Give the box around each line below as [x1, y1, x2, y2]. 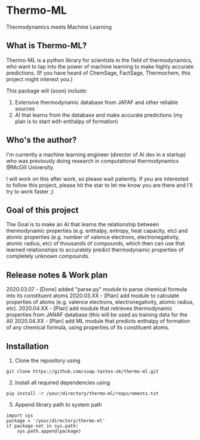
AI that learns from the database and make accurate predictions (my [14, 111, 183, 118]
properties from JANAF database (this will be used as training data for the [6, 311, 188, 318]
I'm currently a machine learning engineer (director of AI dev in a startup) [6, 150, 186, 158]
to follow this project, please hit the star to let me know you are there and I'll [6, 181, 193, 189]
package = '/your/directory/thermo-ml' [6, 418, 106, 424]
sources [14, 105, 35, 112]
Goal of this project [6, 205, 79, 215]
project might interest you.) [6, 75, 73, 82]
